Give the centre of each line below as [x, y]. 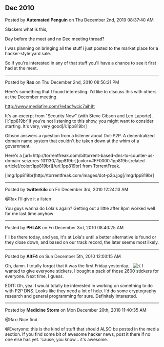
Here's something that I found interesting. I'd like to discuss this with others [81, 91]
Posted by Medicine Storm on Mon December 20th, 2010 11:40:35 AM [76, 310]
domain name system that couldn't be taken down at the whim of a [72, 141]
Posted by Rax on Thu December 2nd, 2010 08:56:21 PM [62, 82]
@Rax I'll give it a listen [28, 199]
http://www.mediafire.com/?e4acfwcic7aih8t [50, 106]
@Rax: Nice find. [22, 319]
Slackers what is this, [26, 29]
